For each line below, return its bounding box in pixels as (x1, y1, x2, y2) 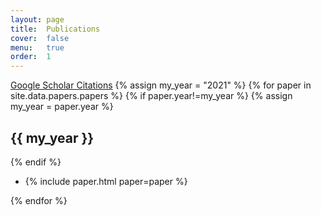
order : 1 (10, 52, 52, 62)
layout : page (10, 14, 65, 25)
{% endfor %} (10, 194, 68, 206)
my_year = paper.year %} (10, 101, 114, 113)
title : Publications (10, 24, 101, 34)
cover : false (10, 33, 70, 43)
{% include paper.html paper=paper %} (24, 175, 188, 187)
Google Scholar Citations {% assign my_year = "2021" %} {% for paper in (10, 79, 312, 91)
